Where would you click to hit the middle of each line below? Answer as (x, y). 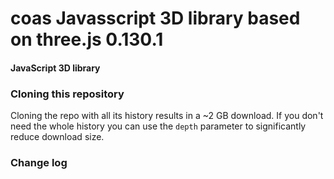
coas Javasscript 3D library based (155, 18)
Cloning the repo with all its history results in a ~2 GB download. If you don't (167, 116)
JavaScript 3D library (55, 68)
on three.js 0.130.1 (87, 39)
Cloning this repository (67, 94)
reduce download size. (57, 137)
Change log (39, 162)
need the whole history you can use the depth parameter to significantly (158, 126)
